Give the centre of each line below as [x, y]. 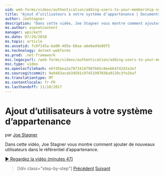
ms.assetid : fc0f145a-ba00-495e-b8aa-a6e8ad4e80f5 [58, 46]
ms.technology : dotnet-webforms [38, 50]
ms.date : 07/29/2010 [26, 37]
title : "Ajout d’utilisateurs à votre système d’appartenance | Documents [83, 14]
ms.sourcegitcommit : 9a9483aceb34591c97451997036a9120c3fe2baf [71, 73]
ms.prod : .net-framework [30, 55]
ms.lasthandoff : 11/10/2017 [34, 87]
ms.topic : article [24, 42]
